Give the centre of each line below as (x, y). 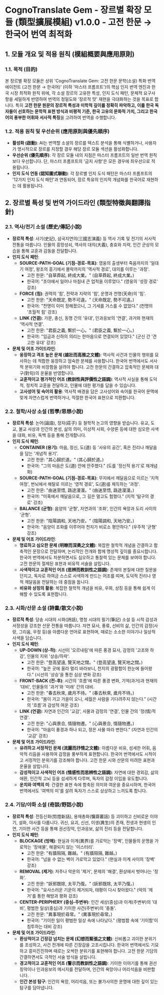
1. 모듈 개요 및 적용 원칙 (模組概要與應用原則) (70, 54)
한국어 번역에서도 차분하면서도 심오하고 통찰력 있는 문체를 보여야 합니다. (88, 558)
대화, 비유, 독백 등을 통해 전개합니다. (52, 435)
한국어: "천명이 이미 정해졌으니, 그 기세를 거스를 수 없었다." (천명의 (90, 306)
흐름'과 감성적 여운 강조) (56, 705)
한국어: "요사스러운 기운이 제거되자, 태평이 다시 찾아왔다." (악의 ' (88, 890)
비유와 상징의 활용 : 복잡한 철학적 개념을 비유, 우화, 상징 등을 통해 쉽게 (85, 588)
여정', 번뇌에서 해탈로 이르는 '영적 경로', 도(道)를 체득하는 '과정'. (80, 484)
